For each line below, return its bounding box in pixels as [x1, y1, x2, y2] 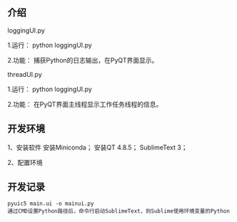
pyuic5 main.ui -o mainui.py [7, 200, 94, 208]
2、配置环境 [7, 158, 43, 166]
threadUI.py [7, 70, 43, 78]
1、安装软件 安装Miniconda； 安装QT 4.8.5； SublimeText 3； [7, 143, 188, 152]
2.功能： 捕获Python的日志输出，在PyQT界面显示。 [7, 55, 158, 64]
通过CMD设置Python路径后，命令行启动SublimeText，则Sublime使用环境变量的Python [7, 208, 230, 215]
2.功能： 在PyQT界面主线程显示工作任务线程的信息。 [7, 100, 163, 108]
